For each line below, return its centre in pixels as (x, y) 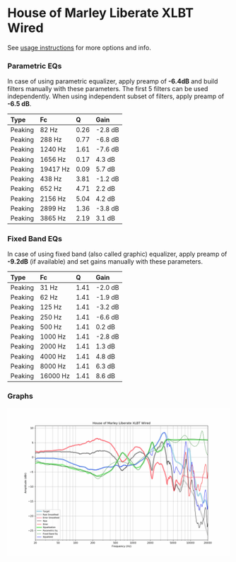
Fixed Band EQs (35, 238)
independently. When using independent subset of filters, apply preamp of (116, 96)
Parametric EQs (35, 66)
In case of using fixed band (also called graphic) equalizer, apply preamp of (117, 254)
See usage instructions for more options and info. (79, 47)
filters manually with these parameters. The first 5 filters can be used (108, 89)
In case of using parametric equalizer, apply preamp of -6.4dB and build (113, 81)
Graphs (20, 396)
